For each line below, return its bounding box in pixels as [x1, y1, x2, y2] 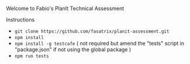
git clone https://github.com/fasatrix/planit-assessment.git [14, 29, 170, 34]
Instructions [6, 16, 35, 23]
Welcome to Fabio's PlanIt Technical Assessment [6, 5, 125, 12]
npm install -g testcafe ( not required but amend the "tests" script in [14, 40, 184, 47]
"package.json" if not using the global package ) [14, 46, 132, 53]
